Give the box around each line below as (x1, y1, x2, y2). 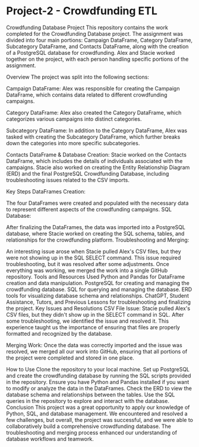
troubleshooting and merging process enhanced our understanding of (6, 429, 177, 436)
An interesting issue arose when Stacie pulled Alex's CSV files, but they (6, 248, 181, 255)
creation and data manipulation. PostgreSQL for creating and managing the (6, 279, 190, 286)
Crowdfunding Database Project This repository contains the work (6, 24, 168, 31)
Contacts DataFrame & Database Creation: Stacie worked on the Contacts (6, 151, 187, 158)
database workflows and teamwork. (6, 435, 94, 442)
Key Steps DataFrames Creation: (6, 187, 86, 195)
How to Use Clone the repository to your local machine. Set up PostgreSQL (6, 365, 190, 373)
